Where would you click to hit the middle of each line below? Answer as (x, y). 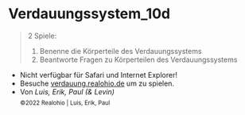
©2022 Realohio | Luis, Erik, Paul (65, 103)
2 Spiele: (42, 36)
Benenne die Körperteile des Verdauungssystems (121, 51)
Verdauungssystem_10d (89, 14)
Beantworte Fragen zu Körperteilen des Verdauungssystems (138, 59)
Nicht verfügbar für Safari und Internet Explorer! (98, 75)
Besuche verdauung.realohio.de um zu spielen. (97, 83)
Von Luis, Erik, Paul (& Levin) (67, 91)
